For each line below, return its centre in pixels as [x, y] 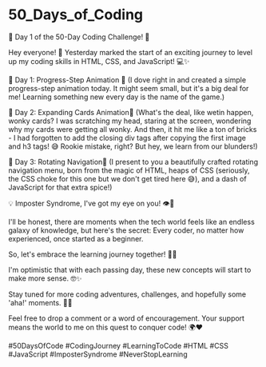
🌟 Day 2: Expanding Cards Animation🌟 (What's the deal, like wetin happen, [131, 112]
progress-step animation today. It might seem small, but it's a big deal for [129, 88]
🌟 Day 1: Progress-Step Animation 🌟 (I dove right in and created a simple [127, 80]
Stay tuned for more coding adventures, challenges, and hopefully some [127, 294]
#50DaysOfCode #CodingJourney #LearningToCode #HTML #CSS [119, 345]
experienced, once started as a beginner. [76, 238]
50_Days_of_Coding [76, 15]
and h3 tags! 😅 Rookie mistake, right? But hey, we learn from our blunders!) [133, 146]
